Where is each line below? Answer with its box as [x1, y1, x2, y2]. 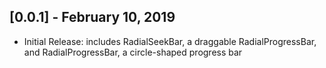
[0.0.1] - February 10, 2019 [9, 9, 176, 26]
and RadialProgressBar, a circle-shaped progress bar [23, 46, 243, 58]
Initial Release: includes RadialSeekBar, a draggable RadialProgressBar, [23, 35, 317, 47]
